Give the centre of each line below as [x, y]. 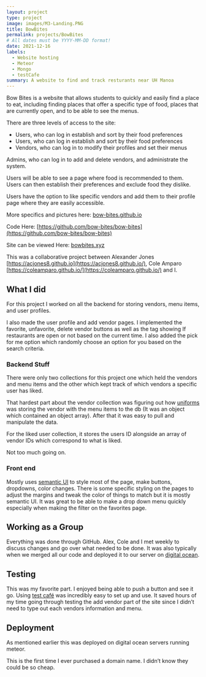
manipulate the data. [32, 422]
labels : [16, 52]
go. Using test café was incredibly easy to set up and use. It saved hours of [102, 595]
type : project [25, 18]
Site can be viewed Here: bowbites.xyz [55, 245]
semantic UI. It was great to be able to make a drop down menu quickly [96, 501]
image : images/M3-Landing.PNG [45, 23]
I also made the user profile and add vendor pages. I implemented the [94, 322]
